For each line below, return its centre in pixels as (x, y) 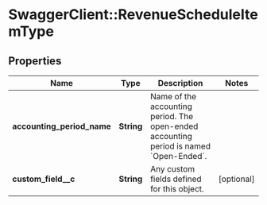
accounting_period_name (62, 126)
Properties (35, 61)
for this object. (177, 189)
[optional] (236, 179)
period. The (172, 116)
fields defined (176, 179)
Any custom (172, 169)
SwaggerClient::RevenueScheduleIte (133, 15)
